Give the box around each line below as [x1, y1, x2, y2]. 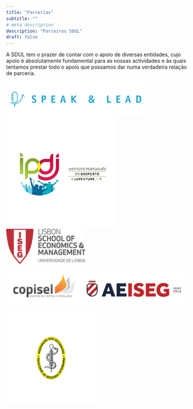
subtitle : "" [6, 15, 38, 22]
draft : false [6, 34, 38, 40]
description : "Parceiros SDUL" [6, 28, 83, 34]
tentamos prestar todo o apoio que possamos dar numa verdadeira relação [6, 63, 187, 70]
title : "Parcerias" [6, 9, 54, 15]
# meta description [6, 22, 54, 28]
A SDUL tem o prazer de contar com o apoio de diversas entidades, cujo [6, 51, 181, 58]
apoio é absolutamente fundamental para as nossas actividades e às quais [6, 58, 187, 65]
